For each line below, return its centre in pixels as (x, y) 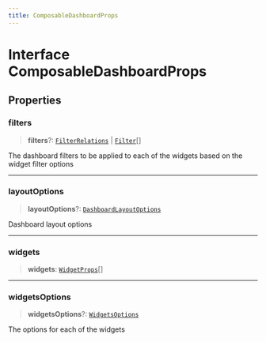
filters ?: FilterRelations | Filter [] (84, 140)
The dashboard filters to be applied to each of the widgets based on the (125, 156)
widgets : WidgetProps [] (65, 269)
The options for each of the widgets (66, 329)
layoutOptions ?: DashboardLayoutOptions (94, 209)
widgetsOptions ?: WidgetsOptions (83, 314)
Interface (39, 54)
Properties (35, 101)
